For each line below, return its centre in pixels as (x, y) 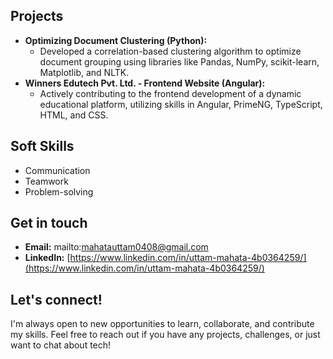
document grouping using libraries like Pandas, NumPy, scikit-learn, (179, 61)
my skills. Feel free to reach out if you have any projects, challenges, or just (165, 335)
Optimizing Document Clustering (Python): (116, 40)
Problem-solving (59, 191)
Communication (57, 170)
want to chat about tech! (61, 345)
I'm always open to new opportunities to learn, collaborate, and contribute (162, 324)
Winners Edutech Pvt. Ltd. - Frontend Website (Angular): (145, 83)
